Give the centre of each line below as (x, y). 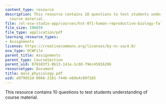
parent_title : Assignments (33, 55)
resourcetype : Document (30, 69)
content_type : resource (30, 10)
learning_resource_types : (32, 37)
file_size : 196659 (24, 28)
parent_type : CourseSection (34, 60)
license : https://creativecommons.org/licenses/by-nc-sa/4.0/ (70, 46)
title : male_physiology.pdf (34, 74)
